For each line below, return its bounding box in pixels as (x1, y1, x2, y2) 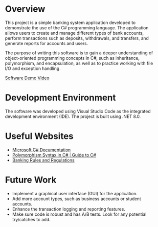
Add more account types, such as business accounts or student (12, 196, 141, 202)
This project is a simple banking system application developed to (5, 20, 136, 25)
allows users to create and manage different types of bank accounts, (5, 30, 144, 36)
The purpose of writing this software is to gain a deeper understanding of (5, 50, 153, 56)
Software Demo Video (5, 75, 50, 81)
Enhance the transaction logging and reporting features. (12, 206, 126, 212)
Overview (5, 3, 45, 15)
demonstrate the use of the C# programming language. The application (5, 24, 149, 30)
